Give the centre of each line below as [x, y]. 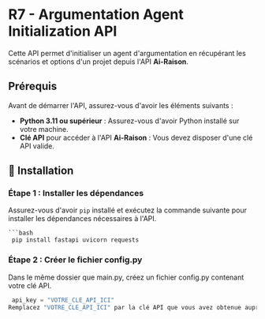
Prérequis [33, 86]
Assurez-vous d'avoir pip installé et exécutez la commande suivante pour [127, 210]
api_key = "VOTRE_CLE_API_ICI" [63, 300]
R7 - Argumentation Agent [96, 15]
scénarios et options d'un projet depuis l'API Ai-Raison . [99, 62]
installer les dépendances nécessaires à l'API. [82, 219]
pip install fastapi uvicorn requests [75, 240]
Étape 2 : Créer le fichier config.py [75, 260]
